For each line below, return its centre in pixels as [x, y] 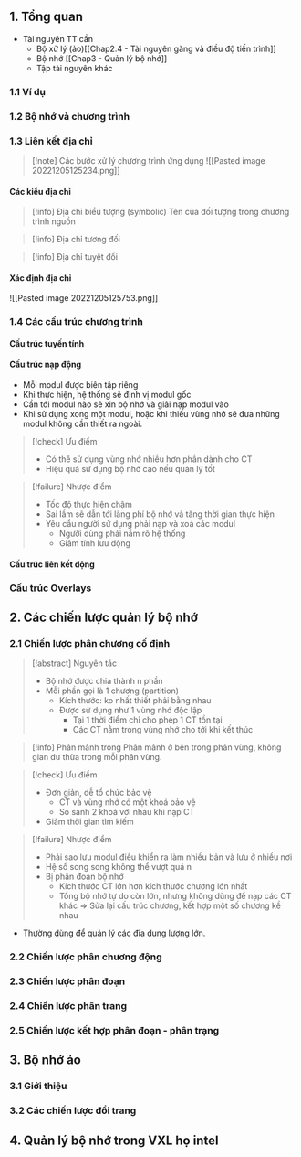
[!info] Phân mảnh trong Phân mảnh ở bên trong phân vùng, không [156, 747]
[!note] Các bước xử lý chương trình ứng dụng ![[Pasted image [149, 160]
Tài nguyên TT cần [58, 38]
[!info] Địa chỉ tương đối [76, 240]
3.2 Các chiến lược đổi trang [73, 1110]
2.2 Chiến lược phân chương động [86, 957]
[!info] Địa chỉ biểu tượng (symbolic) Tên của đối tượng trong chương [161, 212]
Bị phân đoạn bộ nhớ [84, 877]
